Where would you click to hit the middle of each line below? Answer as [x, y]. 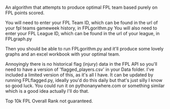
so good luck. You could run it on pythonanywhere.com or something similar [85, 86]
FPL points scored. [25, 13]
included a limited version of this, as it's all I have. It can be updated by [79, 75]
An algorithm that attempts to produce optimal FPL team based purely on [81, 7]
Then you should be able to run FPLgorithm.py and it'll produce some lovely [84, 49]
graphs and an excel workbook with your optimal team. [63, 54]
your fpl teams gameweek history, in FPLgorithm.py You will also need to [81, 28]
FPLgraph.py [19, 39]
